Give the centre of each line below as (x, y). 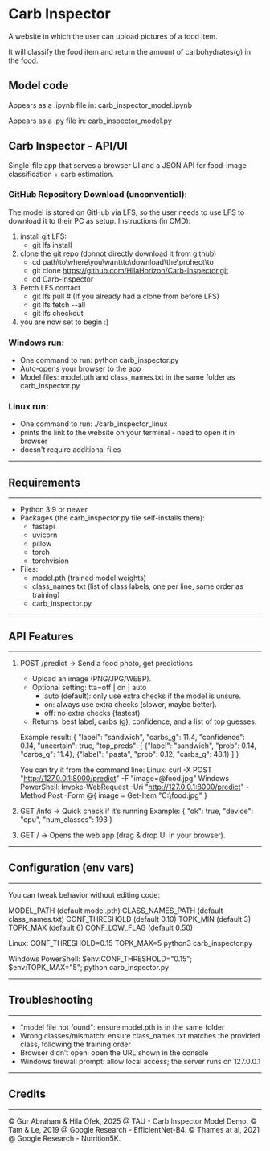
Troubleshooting (51, 1000)
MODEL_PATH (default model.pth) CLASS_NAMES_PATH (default (116, 911)
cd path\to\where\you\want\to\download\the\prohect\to (123, 261)
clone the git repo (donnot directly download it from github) (118, 253)
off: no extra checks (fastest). (93, 713)
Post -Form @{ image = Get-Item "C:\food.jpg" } (127, 795)
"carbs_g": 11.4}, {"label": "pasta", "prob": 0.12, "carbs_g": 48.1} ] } (129, 754)
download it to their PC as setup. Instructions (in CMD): (100, 220)
